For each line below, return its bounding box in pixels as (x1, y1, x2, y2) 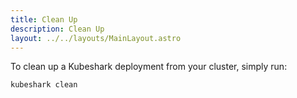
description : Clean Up (10, 24, 105, 34)
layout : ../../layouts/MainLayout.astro (10, 33, 182, 43)
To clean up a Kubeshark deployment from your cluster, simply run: (10, 61, 288, 73)
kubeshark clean (10, 80, 78, 90)
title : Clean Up (10, 14, 78, 25)
